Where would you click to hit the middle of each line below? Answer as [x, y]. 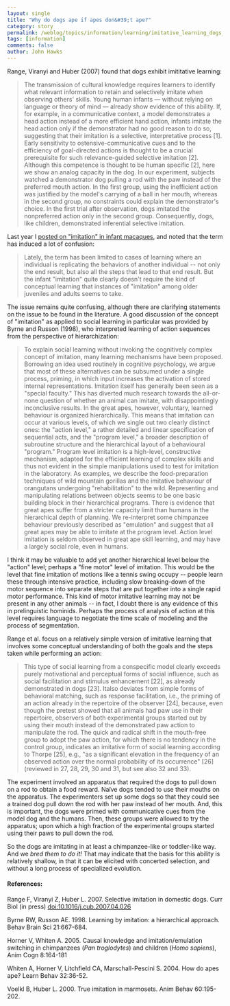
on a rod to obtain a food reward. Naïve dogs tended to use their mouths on [114, 789]
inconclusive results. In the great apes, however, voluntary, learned [118, 408]
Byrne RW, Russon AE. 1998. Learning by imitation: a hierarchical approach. [114, 920]
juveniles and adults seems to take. [73, 293]
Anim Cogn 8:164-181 [37, 955]
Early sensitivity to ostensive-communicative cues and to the [110, 143]
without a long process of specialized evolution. [75, 868]
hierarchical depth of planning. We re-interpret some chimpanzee [116, 517]
